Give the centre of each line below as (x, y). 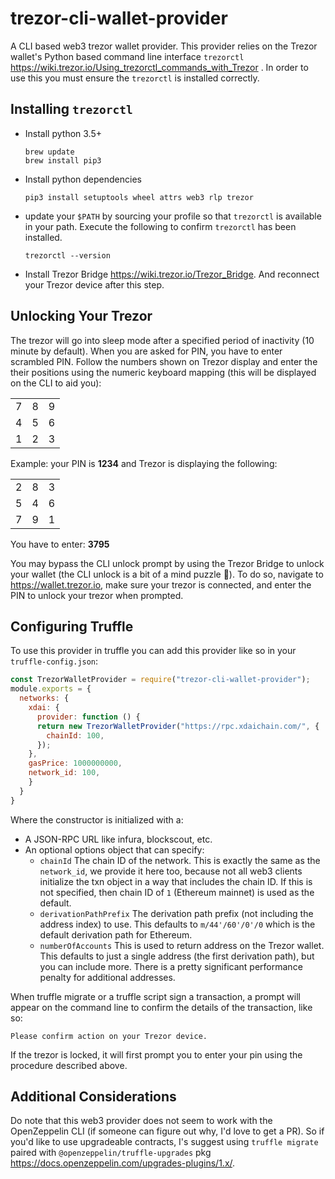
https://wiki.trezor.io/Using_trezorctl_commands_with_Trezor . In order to (159, 67)
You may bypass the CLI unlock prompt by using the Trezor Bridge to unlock (167, 563)
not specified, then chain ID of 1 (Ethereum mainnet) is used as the (177, 892)
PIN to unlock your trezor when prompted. (97, 595)
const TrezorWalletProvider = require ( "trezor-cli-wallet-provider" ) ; (160, 680)
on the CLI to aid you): (56, 383)
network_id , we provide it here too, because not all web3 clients (171, 871)
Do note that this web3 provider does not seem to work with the (141, 1121)
